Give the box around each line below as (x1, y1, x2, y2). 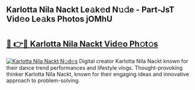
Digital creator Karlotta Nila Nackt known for (79, 58, 188, 64)
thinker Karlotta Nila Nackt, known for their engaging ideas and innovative (6, 71, 190, 77)
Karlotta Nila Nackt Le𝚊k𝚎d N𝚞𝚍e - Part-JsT (6, 5, 175, 15)
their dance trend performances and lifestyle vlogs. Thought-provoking (6, 64, 183, 71)
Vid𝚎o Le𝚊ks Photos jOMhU (6, 14, 113, 24)
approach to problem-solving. (6, 77, 80, 84)
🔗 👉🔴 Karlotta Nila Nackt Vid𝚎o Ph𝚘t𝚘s (6, 39, 158, 49)
